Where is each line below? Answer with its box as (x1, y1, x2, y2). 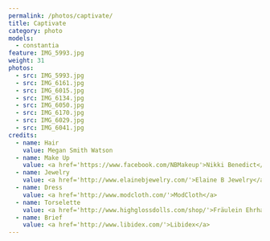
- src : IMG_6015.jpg (15, 86, 84, 95)
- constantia (15, 42, 59, 50)
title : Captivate (8, 19, 67, 27)
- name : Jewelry (15, 169, 70, 177)
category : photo (8, 27, 63, 35)
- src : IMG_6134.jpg (15, 94, 84, 102)
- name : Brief (15, 214, 63, 222)
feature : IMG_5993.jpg (8, 49, 84, 57)
